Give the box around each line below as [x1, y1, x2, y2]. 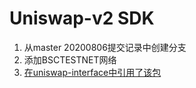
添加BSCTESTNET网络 [23, 53, 117, 66]
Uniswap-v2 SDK [9, 7, 155, 30]
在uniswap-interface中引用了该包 [23, 66, 162, 78]
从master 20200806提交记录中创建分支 [23, 41, 187, 53]
